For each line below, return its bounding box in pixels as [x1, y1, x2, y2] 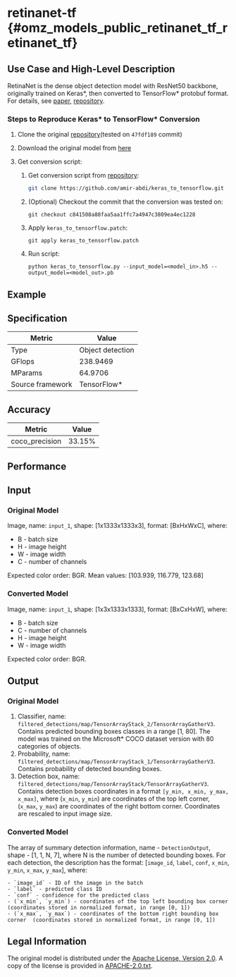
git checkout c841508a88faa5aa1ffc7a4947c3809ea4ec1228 [27, 211, 196, 219]
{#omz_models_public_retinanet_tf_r [7, 20, 228, 36]
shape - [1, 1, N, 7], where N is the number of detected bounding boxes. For [7, 851, 226, 859]
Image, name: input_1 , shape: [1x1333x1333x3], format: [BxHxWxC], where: [7, 522, 228, 530]
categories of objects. [17, 742, 82, 751]
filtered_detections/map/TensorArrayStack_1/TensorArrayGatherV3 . [17, 757, 216, 766]
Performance [7, 460, 67, 472]
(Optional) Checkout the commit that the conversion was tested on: [27, 197, 223, 206]
